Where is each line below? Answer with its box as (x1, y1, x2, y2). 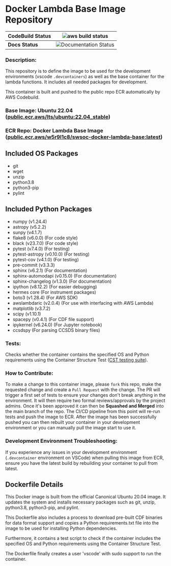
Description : (5, 56, 37, 63)
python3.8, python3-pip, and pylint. (5, 505, 80, 511)
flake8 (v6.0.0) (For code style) (12, 235, 78, 241)
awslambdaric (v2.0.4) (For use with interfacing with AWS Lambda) (12, 300, 154, 306)
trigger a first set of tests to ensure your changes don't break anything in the (5, 392, 166, 398)
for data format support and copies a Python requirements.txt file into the (5, 520, 159, 526)
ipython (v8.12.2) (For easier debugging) (12, 283, 97, 289)
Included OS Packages (5, 149, 78, 158)
